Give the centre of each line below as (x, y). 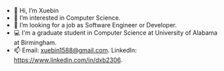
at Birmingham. (35, 42)
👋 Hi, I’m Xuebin (36, 11)
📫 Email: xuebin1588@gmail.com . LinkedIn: (75, 50)
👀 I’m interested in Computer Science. (67, 18)
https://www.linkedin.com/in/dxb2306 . (68, 60)
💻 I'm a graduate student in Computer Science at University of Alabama (115, 33)
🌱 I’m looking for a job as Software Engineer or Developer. (95, 25)
